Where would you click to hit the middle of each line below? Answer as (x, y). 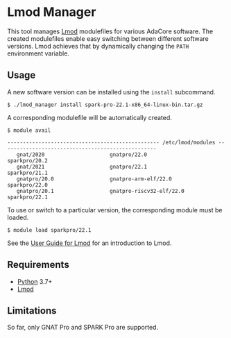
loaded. (18, 217)
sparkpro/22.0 (28, 185)
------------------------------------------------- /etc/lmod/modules (111, 142)
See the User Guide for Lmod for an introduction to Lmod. (89, 243)
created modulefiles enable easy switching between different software (108, 38)
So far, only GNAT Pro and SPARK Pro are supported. (83, 328)
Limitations (32, 311)
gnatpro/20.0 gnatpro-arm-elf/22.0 (94, 179)
